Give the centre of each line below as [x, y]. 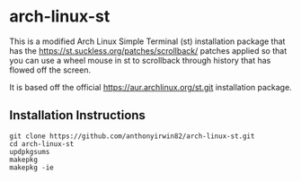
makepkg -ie [31, 168]
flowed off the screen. [50, 70]
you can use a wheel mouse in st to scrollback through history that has [140, 60]
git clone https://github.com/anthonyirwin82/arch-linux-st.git [132, 136]
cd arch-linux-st [42, 144]
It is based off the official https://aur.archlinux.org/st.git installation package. [150, 87]
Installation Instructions [78, 115]
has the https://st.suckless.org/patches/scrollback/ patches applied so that [148, 50]
